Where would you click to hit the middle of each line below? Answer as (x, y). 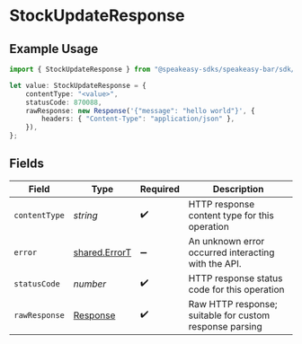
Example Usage (54, 49)
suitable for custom (229, 315)
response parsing (225, 326)
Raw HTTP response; (233, 304)
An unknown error (226, 241)
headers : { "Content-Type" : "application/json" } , (138, 119)
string (86, 215)
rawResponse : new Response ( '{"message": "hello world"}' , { (140, 110)
